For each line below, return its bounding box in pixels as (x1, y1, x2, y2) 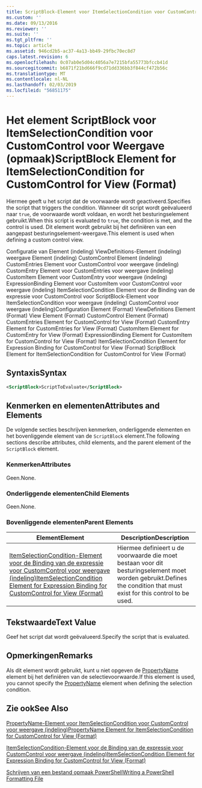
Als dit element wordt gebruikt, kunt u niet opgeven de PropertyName (6, 667, 179, 674)
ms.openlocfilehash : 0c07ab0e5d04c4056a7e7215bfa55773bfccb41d (6, 59, 168, 65)
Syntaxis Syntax (6, 368, 67, 378)
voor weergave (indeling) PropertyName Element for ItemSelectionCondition (6, 726, 194, 733)
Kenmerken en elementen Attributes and (6, 400, 160, 411)
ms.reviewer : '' (6, 25, 47, 32)
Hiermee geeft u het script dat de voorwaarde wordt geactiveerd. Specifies (6, 197, 191, 205)
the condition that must (117, 581, 183, 590)
